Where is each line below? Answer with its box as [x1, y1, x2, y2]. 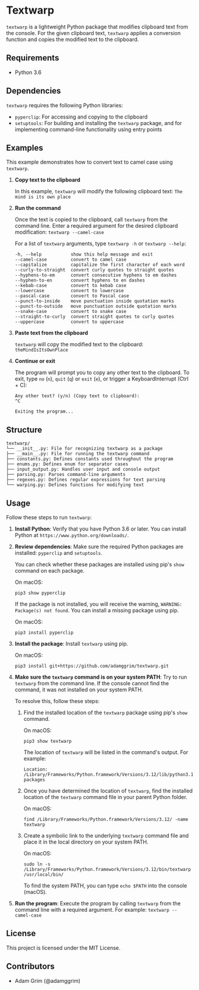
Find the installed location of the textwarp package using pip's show [23, 709, 188, 716]
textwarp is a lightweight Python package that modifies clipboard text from [6, 23, 188, 30]
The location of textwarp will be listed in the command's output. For [23, 749, 188, 756]
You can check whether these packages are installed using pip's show [14, 561, 185, 568]
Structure [6, 424, 43, 435]
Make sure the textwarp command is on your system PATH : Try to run [14, 673, 188, 681]
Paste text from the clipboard [14, 330, 88, 337]
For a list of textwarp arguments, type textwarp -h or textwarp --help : [14, 240, 187, 247]
